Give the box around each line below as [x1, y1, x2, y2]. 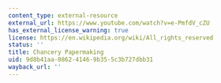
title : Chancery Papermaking [8, 48, 104, 56]
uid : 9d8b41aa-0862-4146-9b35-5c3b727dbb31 [8, 56, 154, 64]
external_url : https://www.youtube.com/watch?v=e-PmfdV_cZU [8, 19, 211, 27]
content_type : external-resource [8, 11, 118, 20]
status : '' [8, 41, 44, 49]
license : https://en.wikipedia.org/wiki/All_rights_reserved [8, 33, 214, 42]
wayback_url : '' [8, 63, 62, 71]
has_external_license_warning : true [8, 26, 129, 34]
